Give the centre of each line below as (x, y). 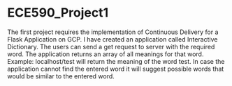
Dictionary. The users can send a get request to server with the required (111, 46)
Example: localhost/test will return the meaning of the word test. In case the (116, 61)
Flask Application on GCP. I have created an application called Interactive (113, 39)
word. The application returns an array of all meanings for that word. (106, 54)
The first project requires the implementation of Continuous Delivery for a (113, 32)
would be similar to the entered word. (61, 76)
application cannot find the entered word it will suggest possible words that (116, 69)
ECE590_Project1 (58, 13)
